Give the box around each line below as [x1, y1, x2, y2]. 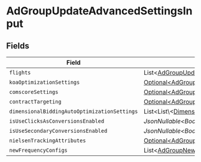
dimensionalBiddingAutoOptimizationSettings [9, 108, 138, 115]
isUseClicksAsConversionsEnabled [9, 118, 105, 124]
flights [9, 69, 31, 76]
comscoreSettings [9, 88, 59, 95]
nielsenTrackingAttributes [9, 137, 86, 144]
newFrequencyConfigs [9, 147, 68, 154]
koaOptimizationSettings [9, 79, 80, 85]
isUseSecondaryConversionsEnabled [9, 127, 108, 134]
